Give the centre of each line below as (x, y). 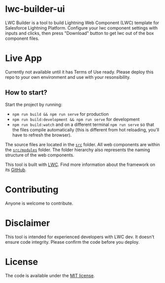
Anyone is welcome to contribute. (39, 203)
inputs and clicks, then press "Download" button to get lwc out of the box (80, 33)
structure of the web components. (40, 155)
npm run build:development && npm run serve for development (76, 119)
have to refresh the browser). (42, 135)
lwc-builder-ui (35, 9)
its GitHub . (16, 170)
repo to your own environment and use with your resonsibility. (68, 77)
